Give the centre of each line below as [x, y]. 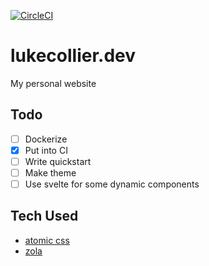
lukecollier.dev [73, 56]
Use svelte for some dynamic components [112, 184]
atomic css [47, 240]
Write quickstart [58, 161]
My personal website [53, 83]
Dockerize [46, 139]
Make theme [50, 172]
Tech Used [44, 216]
